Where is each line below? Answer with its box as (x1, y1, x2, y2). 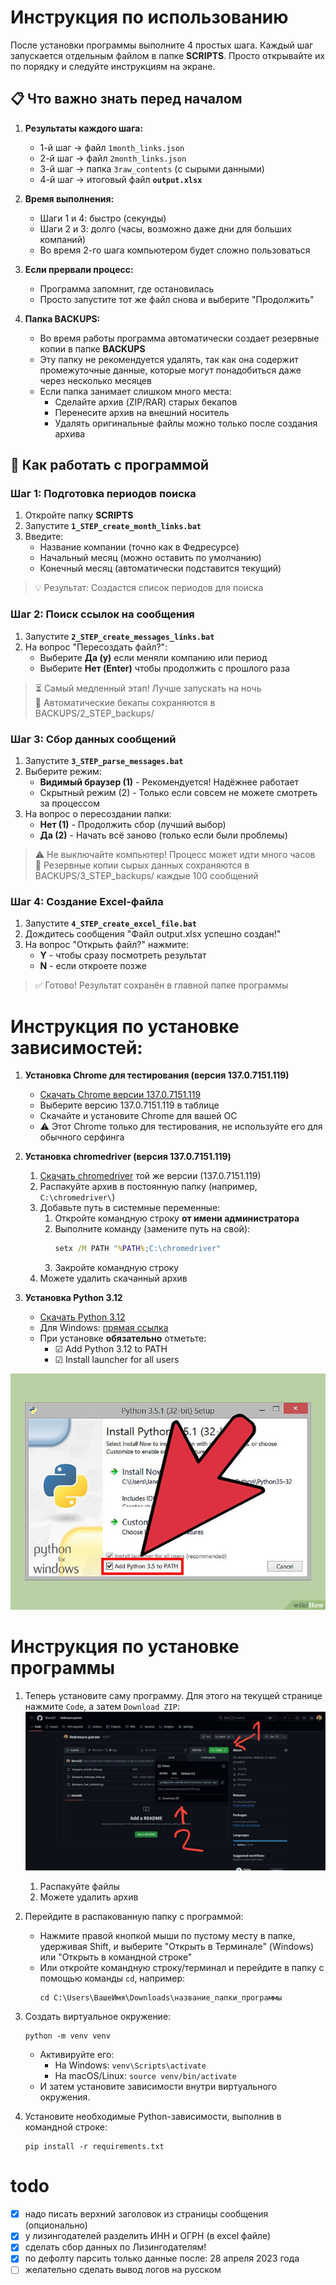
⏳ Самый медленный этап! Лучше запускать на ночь (34, 682, 262, 694)
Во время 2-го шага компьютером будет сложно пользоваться (39, 244, 311, 256)
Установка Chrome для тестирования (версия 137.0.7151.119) (24, 1069, 290, 1081)
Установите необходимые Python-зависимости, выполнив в (24, 2111, 282, 2123)
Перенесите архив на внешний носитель (54, 406, 230, 418)
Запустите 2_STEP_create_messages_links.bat (24, 630, 215, 642)
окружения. (39, 2091, 91, 2103)
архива (54, 427, 86, 440)
